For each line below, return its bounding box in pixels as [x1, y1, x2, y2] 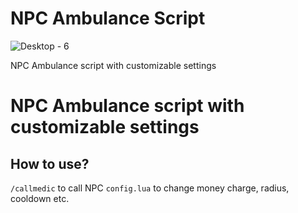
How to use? [10, 155, 90, 172]
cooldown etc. [10, 192, 70, 204]
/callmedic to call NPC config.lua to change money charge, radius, [10, 182, 290, 194]
